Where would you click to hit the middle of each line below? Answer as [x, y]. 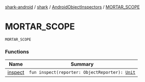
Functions [17, 51]
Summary [82, 64]
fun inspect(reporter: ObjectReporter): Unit [82, 73]
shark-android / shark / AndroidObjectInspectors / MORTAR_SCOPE [72, 7]
